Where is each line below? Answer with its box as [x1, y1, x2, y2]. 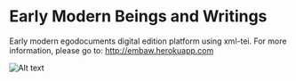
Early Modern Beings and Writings [9, 6, 268, 27]
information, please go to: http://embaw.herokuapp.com [9, 45, 214, 55]
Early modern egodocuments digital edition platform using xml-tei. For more [9, 36, 287, 46]
